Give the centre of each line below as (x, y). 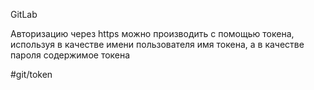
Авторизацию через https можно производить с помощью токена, (152, 33)
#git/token (31, 74)
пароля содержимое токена (70, 55)
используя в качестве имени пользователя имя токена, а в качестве (157, 44)
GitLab (24, 14)
